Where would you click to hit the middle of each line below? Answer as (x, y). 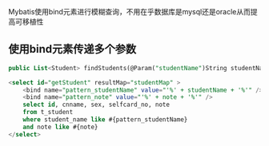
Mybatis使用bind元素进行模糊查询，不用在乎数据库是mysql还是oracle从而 (129, 12)
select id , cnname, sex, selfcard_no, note (96, 105)
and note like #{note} (60, 127)
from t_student (48, 112)
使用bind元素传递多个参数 (72, 49)
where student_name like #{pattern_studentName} (105, 120)
